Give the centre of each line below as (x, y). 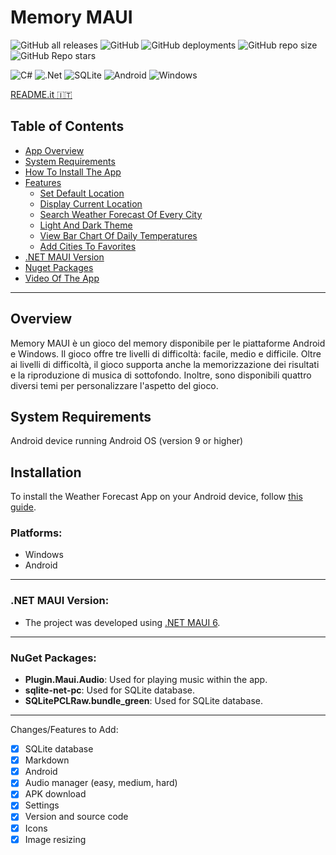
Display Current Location (91, 203)
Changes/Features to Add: (64, 730)
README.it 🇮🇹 (41, 94)
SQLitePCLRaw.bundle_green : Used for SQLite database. (143, 701)
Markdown (47, 760)
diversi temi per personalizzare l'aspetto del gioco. (114, 385)
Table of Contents (67, 126)
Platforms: (36, 533)
